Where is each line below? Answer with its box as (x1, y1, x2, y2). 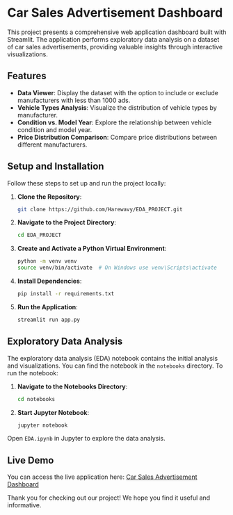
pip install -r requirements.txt (17, 291, 115, 297)
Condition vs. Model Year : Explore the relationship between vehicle (17, 118, 212, 126)
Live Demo (7, 454, 54, 466)
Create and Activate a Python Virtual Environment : (17, 245, 167, 253)
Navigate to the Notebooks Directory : (17, 382, 128, 391)
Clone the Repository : (17, 193, 82, 201)
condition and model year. (17, 125, 93, 133)
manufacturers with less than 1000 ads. (17, 96, 131, 104)
